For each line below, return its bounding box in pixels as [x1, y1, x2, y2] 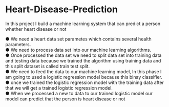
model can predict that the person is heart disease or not [5, 96, 125, 102]
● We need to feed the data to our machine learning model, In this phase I [5, 68, 162, 75]
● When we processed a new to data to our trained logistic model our [5, 90, 153, 96]
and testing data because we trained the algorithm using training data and [5, 57, 161, 63]
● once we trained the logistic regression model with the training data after [5, 79, 164, 85]
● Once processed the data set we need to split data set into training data [5, 52, 162, 58]
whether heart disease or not [5, 26, 67, 32]
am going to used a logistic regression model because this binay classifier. [5, 74, 163, 80]
